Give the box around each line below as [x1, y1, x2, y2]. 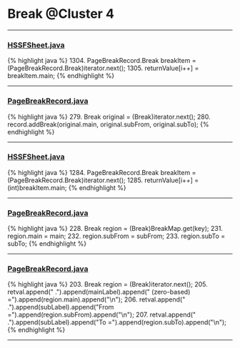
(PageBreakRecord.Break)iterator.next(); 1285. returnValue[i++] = [7, 176, 199, 184]
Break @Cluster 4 [7, 6, 114, 22]
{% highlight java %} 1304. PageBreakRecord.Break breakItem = [7, 56, 196, 65]
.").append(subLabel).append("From [7, 303, 114, 312]
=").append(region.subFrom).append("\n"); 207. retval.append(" [7, 310, 196, 319]
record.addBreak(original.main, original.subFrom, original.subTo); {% [7, 120, 209, 129]
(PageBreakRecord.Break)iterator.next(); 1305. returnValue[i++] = [7, 64, 199, 73]
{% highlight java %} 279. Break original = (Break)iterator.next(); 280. [7, 112, 211, 121]
